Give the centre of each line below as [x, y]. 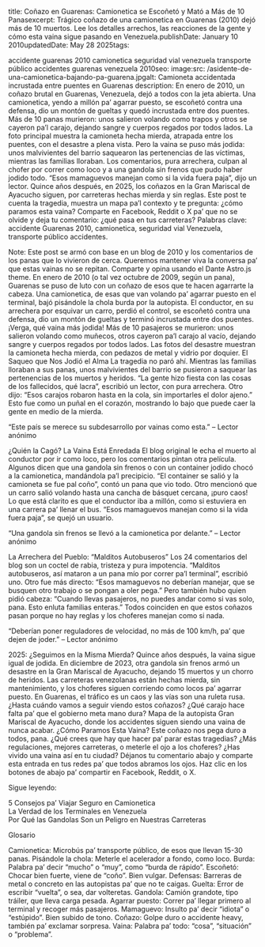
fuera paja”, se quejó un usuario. [61, 518]
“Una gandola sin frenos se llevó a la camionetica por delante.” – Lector [125, 533]
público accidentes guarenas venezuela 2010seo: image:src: [107, 69]
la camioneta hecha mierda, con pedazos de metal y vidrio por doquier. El [128, 353]
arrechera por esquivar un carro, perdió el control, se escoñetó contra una [129, 311]
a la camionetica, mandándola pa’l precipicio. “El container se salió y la [123, 476]
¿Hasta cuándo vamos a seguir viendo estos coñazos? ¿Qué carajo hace [127, 705]
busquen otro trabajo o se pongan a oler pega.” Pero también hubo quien [127, 590]
